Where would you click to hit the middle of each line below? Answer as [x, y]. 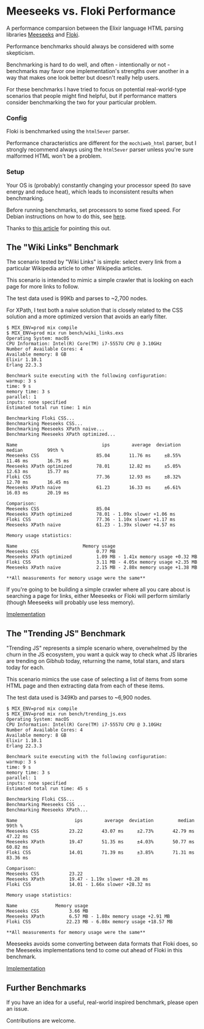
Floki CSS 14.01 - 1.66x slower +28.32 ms [79, 885]
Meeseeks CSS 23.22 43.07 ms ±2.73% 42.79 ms [100, 831]
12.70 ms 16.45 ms [38, 482]
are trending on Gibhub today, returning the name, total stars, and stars [96, 661]
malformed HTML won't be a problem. [54, 156]
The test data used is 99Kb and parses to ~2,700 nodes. [77, 298]
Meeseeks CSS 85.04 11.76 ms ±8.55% [94, 456]
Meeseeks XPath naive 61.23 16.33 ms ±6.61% [94, 488]
